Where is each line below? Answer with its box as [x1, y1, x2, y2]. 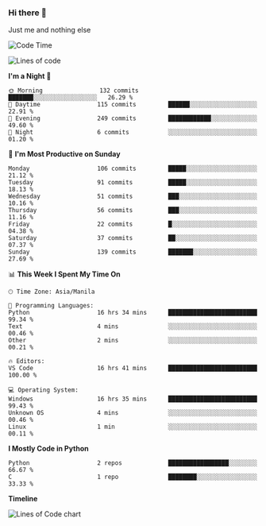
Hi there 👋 [8, 7, 48, 18]
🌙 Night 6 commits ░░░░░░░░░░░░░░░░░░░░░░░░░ [8, 129, 258, 137]
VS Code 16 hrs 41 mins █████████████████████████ [8, 365, 258, 373]
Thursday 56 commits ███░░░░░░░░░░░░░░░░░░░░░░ [8, 207, 258, 215]
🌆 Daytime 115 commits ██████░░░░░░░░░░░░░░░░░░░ [8, 101, 258, 109]
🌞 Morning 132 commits [8, 87, 139, 95]
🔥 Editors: [8, 358, 45, 365]
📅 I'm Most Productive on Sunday [8, 149, 121, 159]
